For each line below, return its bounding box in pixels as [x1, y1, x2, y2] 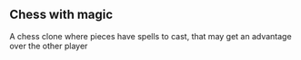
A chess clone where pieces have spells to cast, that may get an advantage [9, 30, 293, 41]
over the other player [9, 40, 88, 51]
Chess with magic [9, 7, 114, 22]
